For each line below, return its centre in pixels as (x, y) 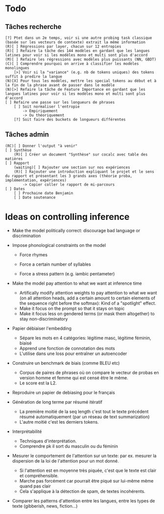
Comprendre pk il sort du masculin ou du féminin (69, 446)
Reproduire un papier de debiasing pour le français (63, 392)
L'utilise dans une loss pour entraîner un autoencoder (73, 353)
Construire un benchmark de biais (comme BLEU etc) (66, 363)
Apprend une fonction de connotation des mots (67, 348)
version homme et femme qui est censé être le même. (74, 378)
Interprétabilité (27, 431)
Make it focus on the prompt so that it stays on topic (72, 308)
